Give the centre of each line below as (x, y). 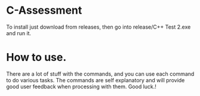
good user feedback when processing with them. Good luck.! (81, 86)
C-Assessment (44, 10)
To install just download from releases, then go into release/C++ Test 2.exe (99, 27)
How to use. (36, 58)
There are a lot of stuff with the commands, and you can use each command (100, 74)
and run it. (19, 33)
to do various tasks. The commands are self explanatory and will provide (96, 80)
